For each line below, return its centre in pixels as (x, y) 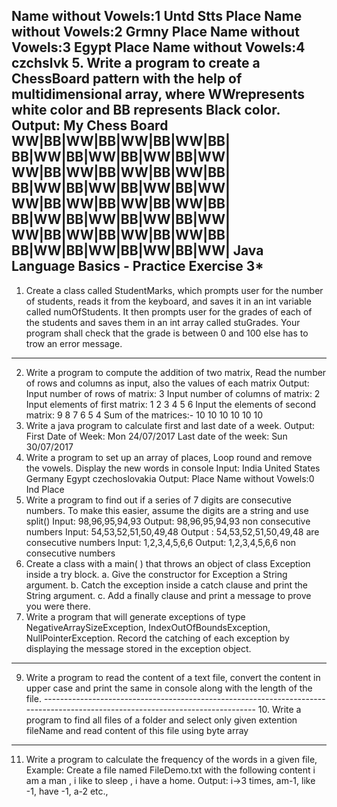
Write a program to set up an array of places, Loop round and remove (169, 457)
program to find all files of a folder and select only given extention (161, 720)
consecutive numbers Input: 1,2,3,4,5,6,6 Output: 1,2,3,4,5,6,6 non (161, 542)
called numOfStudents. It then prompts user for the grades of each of (169, 311)
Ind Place (45, 489)
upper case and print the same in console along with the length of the (169, 688)
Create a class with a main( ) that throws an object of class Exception (168, 563)
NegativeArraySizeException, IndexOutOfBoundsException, (148, 627)
